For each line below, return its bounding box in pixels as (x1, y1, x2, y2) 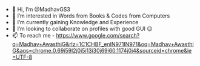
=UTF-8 (12, 53, 32, 61)
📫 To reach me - (12, 32, 55, 39)
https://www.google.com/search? (56, 32, 140, 39)
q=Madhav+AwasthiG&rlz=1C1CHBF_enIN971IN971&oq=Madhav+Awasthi (12, 41, 194, 48)
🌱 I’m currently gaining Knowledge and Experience (12, 19, 139, 25)
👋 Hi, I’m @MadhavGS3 (12, 6, 71, 13)
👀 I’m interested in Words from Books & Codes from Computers (12, 12, 170, 19)
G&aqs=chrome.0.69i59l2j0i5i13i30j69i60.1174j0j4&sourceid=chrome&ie (12, 47, 192, 54)
